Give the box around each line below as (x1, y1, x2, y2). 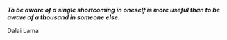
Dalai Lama (7, 27, 40, 34)
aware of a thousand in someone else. (7, 13, 120, 21)
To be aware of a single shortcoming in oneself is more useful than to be (7, 6, 221, 14)
